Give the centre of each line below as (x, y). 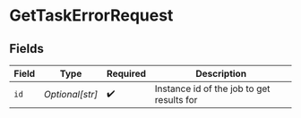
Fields (27, 49)
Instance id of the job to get (212, 88)
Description (221, 74)
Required (126, 74)
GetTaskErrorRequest (91, 16)
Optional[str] (71, 94)
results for (176, 100)
